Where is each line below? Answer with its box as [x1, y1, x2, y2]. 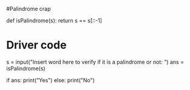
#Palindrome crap [6, 5, 51, 12]
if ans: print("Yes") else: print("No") [6, 76, 95, 84]
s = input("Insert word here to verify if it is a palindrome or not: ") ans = [6, 58, 184, 66]
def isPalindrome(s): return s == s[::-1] [6, 17, 102, 24]
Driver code [6, 38, 67, 52]
